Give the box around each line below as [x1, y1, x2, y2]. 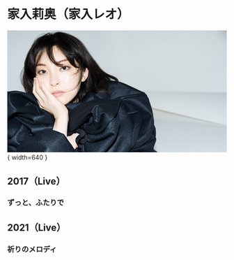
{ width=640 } [7, 153, 48, 161]
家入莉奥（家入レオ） [7, 6, 130, 22]
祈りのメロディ [7, 244, 57, 254]
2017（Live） [7, 175, 65, 187]
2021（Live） [7, 222, 66, 233]
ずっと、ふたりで [7, 198, 65, 208]
